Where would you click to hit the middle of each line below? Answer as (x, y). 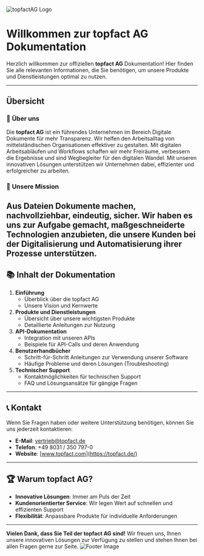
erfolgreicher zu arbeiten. (38, 171)
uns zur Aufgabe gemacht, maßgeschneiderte (96, 225)
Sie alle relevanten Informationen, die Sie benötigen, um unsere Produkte (98, 70)
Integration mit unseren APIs (59, 338)
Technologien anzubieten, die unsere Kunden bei (101, 234)
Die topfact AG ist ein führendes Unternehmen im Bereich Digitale (89, 132)
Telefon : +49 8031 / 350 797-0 (54, 447)
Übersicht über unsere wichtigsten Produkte (80, 318)
